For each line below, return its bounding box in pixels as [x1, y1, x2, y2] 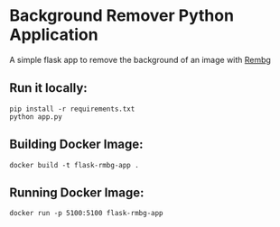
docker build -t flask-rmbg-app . [9, 160, 140, 169]
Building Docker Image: [9, 137, 144, 152]
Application [9, 24, 98, 45]
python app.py [9, 112, 63, 122]
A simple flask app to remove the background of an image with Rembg [9, 54, 271, 65]
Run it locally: [9, 80, 88, 95]
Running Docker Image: [9, 185, 145, 200]
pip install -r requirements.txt [9, 104, 135, 113]
